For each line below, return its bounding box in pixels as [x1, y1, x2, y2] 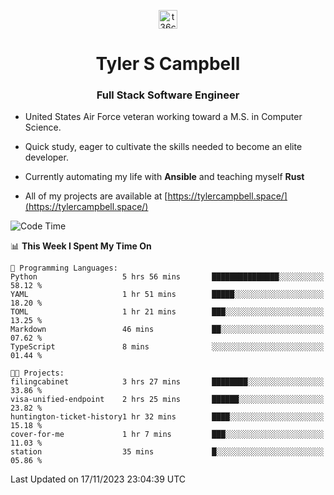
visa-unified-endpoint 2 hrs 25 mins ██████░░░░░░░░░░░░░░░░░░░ [10, 395, 325, 405]
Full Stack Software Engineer [96, 88, 240, 102]
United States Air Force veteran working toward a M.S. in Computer [24, 111, 303, 123]
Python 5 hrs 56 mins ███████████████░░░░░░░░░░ [10, 272, 325, 282]
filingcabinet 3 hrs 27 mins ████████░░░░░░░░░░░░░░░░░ [10, 377, 325, 387]
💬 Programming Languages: [10, 263, 118, 274]
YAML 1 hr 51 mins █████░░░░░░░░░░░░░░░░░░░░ [10, 290, 325, 300]
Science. [24, 121, 62, 134]
